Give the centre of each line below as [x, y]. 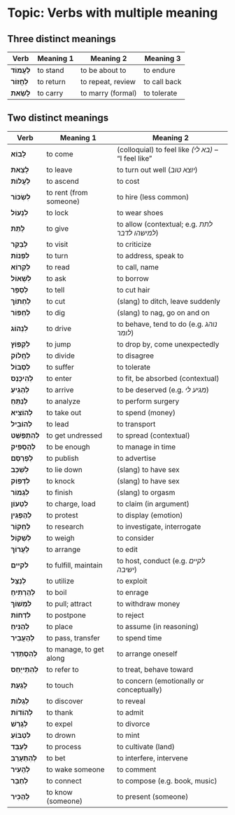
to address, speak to [150, 255]
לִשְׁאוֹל [21, 278]
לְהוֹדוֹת [22, 712]
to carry [50, 93]
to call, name [138, 267]
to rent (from [67, 192]
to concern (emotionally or [160, 680]
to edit [127, 549]
